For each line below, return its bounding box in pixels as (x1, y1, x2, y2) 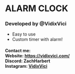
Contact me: (5, 48, 31, 54)
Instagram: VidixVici (5, 63, 48, 69)
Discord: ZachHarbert (5, 58, 50, 64)
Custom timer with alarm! (12, 37, 63, 42)
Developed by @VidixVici (5, 20, 67, 27)
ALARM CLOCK (5, 3, 68, 14)
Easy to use (12, 31, 36, 37)
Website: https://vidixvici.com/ (5, 53, 70, 59)
